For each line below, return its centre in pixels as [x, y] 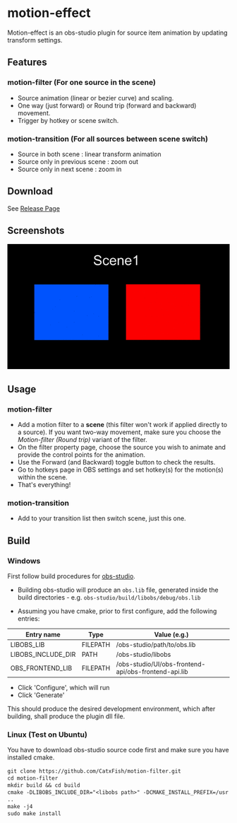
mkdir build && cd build [44, 786]
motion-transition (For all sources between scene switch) [108, 139]
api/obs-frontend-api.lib [152, 672]
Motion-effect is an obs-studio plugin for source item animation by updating [117, 33]
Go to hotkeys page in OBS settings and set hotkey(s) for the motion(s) [120, 470]
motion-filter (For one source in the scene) [82, 83]
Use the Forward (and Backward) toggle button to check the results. [116, 462]
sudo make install [34, 814]
